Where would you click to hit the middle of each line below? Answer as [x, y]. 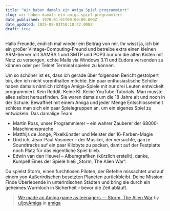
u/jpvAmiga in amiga [39, 203]
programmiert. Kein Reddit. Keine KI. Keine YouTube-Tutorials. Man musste [84, 92]
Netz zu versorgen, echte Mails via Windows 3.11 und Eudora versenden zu [84, 60]
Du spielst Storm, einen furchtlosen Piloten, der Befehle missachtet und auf [84, 172]
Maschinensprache [33, 129]
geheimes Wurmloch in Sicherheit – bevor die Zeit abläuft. [67, 188]
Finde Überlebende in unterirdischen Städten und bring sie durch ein [78, 182]
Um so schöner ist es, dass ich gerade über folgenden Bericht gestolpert [82, 75]
